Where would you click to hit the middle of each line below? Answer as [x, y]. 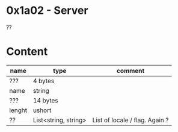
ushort [42, 110]
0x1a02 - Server [47, 11]
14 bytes [45, 100]
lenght [18, 110]
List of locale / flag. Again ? [130, 120]
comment [130, 71]
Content [27, 52]
